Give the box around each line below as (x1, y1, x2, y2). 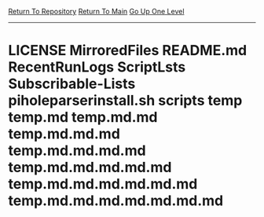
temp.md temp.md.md (8, 108, 159, 127)
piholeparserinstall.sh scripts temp (8, 92, 243, 109)
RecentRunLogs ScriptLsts (8, 58, 186, 76)
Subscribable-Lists (8, 75, 136, 93)
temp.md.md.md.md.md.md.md (8, 192, 224, 210)
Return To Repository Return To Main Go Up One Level (8, 7, 185, 16)
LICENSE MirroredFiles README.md (8, 42, 247, 60)
